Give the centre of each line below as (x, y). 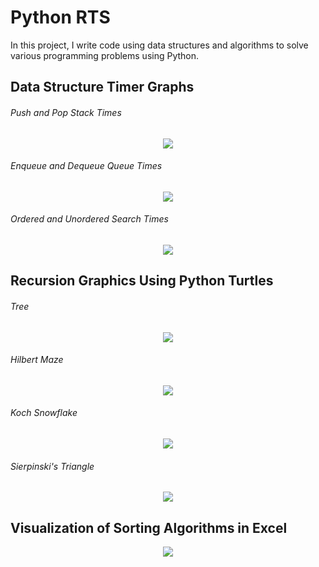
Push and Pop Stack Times (66, 112)
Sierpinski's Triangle (52, 466)
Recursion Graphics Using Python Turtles (142, 281)
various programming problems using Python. (105, 55)
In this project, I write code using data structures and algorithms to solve (159, 45)
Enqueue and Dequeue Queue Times (86, 166)
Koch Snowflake (44, 413)
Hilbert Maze (37, 360)
